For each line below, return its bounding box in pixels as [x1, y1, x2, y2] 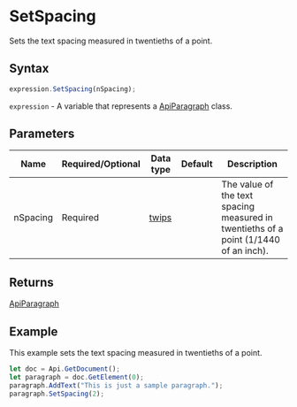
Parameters [9, 127, 75, 142]
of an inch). [221, 245, 270, 257]
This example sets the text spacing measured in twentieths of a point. [9, 348, 263, 358]
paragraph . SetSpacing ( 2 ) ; [9, 389, 104, 398]
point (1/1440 [221, 234, 281, 246]
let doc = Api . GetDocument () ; [9, 365, 121, 373]
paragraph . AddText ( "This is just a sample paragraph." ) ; [9, 380, 224, 390]
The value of [221, 179, 274, 191]
